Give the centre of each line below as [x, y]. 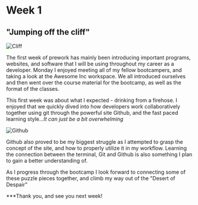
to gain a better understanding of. [47, 161]
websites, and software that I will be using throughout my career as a [90, 64]
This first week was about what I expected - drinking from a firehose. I [92, 100]
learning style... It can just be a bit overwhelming [65, 119]
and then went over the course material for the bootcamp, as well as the [94, 82]
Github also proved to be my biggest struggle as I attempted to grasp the [95, 142]
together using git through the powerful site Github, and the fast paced [92, 113]
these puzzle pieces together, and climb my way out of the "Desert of [91, 178]
